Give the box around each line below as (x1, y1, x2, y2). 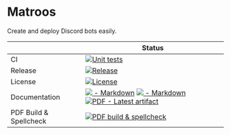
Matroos (7, 4, 56, 20)
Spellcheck (10, 116, 47, 125)
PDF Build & (10, 108, 49, 117)
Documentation (10, 92, 60, 101)
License (10, 77, 36, 86)
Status (142, 42, 164, 52)
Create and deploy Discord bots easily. (7, 27, 117, 35)
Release (10, 66, 36, 75)
